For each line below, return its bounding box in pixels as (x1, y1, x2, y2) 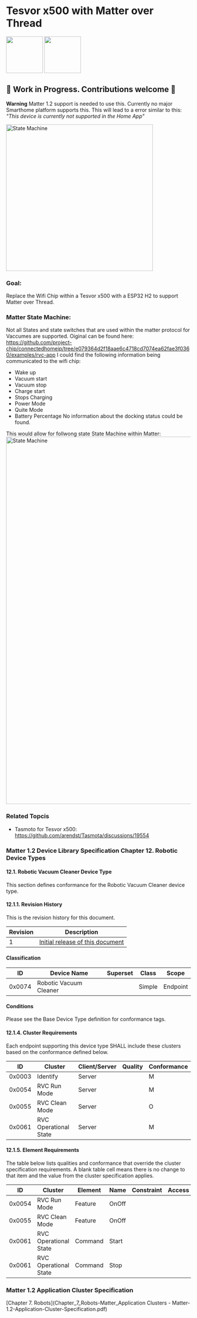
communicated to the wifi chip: (6, 358, 81, 365)
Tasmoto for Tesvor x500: (14, 825, 77, 832)
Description (64, 928, 98, 936)
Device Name (50, 969, 89, 977)
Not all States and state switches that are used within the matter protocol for (6, 327, 191, 334)
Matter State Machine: (6, 313, 72, 321)
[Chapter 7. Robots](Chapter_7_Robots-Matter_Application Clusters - (6, 1299, 171, 1306)
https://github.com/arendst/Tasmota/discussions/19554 (14, 832, 150, 839)
